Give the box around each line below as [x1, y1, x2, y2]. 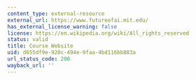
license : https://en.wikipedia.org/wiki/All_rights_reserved [7, 29, 190, 37]
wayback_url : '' [7, 62, 55, 69]
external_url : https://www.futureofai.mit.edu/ [7, 17, 149, 24]
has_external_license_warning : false [7, 23, 118, 30]
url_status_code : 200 [7, 56, 71, 63]
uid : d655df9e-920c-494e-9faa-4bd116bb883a [7, 49, 136, 56]
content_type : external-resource [7, 10, 105, 17]
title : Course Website [7, 42, 73, 49]
